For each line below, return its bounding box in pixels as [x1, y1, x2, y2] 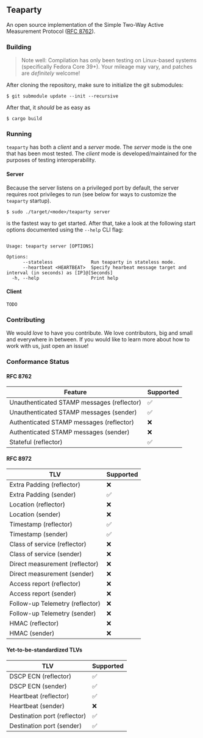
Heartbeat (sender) [9, 701, 65, 710]
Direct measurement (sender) [9, 570, 94, 578]
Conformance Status [6, 358, 69, 366]
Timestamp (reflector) [9, 520, 73, 529]
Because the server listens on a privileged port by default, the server [6, 184, 179, 191]
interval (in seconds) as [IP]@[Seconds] [6, 269, 113, 276]
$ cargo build [6, 116, 43, 122]
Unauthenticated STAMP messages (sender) [9, 408, 137, 417]
